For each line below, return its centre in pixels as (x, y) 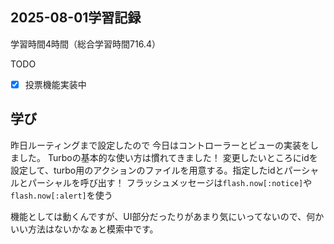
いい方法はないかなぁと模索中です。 (84, 229)
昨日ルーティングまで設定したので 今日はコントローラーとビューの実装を (160, 145)
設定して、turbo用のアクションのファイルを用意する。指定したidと (147, 170)
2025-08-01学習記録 (76, 18)
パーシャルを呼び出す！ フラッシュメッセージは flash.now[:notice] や (170, 182)
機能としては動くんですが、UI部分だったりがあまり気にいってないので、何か (167, 216)
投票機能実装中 (55, 84)
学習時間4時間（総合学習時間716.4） (85, 44)
